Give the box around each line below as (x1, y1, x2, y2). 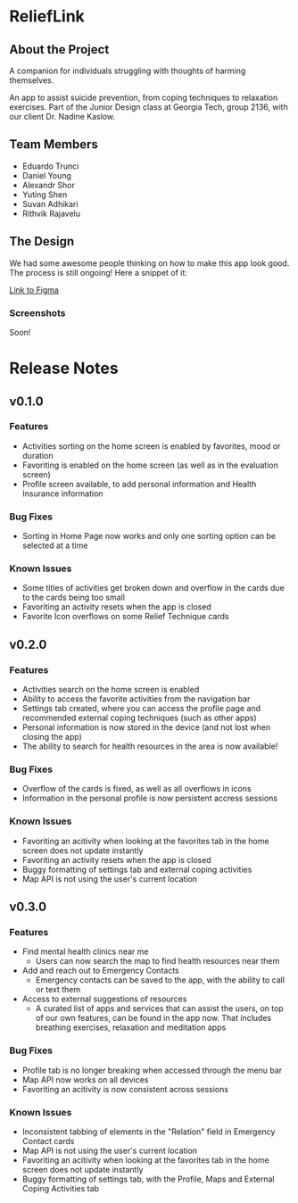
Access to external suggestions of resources (21, 993, 187, 1005)
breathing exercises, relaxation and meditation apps (35, 1022, 227, 1033)
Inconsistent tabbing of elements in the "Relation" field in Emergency (21, 1126, 276, 1137)
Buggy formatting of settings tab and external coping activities (21, 864, 252, 875)
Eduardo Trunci (21, 161, 79, 171)
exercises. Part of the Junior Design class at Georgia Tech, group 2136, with (9, 102, 288, 112)
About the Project (9, 42, 110, 57)
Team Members (9, 137, 98, 153)
